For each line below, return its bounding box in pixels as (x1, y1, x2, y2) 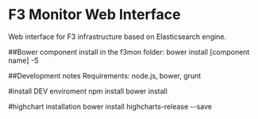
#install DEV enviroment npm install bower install (8, 86, 168, 96)
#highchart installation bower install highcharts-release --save (8, 102, 213, 111)
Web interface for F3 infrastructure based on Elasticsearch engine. (8, 32, 227, 41)
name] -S (8, 56, 39, 65)
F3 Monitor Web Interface (8, 6, 181, 24)
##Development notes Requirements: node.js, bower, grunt (8, 71, 202, 80)
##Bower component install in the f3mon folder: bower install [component (8, 47, 250, 56)
